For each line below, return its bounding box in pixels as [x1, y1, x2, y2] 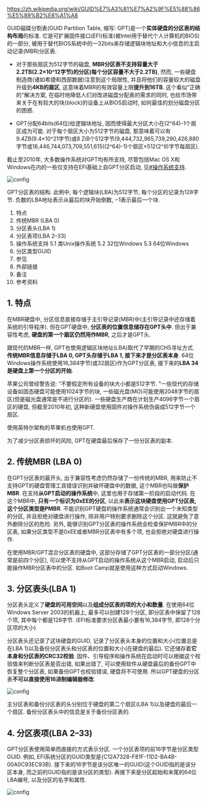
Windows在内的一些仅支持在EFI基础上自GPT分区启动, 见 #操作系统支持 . [7, 163, 187, 171]
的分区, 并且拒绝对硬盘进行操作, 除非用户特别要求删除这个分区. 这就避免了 [7, 513, 194, 520]
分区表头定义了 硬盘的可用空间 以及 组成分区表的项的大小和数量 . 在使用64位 [7, 601, 195, 608]
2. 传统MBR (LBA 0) [7, 457, 82, 467]
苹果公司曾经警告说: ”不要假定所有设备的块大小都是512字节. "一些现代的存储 [7, 380, 199, 387]
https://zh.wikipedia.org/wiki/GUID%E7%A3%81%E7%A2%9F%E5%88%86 [7, 6, 200, 12]
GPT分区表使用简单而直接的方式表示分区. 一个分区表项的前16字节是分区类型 [7, 745, 199, 753]
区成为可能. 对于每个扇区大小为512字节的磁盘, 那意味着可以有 [15, 127, 171, 135]
